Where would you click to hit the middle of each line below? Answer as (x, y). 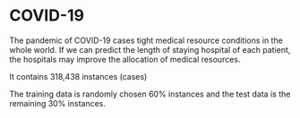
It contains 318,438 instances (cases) (78, 76)
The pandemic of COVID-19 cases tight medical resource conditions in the (146, 40)
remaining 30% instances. (57, 103)
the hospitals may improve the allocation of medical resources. (125, 59)
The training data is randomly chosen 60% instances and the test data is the (150, 94)
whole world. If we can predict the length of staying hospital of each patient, (150, 49)
